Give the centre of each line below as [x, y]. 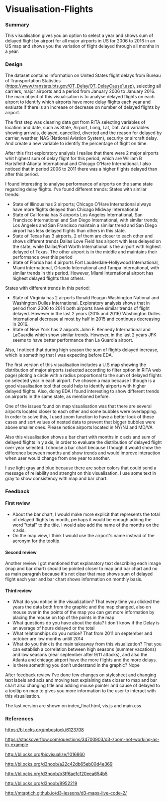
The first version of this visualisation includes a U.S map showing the [76, 365]
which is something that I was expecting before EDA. [59, 355]
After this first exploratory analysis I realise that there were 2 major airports [82, 153]
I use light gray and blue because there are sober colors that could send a [81, 468]
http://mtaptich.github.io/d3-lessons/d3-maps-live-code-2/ [66, 793]
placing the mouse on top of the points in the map [63, 617]
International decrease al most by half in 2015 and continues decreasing [86, 319]
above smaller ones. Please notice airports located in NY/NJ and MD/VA [79, 427]
